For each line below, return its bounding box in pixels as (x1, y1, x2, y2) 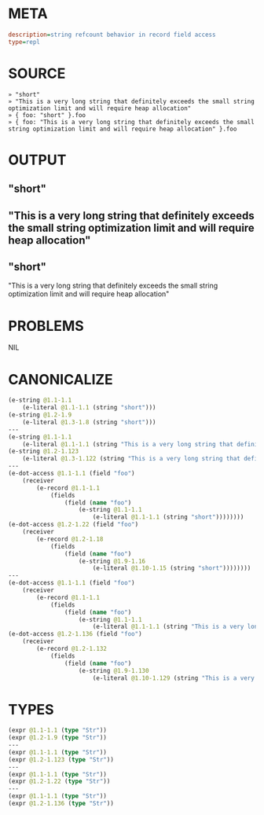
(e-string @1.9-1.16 (78, 557, 146, 565)
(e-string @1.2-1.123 (8, 447, 79, 456)
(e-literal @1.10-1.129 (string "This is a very (92, 674, 255, 682)
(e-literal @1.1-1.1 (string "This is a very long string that (22, 440, 234, 448)
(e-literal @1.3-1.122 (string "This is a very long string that (22, 455, 241, 463)
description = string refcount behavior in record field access (8, 31, 216, 39)
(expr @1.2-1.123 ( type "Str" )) (8, 755, 114, 763)
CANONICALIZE (8, 370, 114, 388)
